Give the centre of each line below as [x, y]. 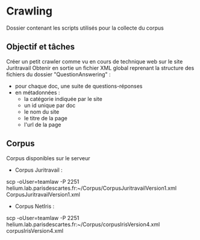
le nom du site [42, 112]
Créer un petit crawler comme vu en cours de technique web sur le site [95, 61]
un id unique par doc [50, 105]
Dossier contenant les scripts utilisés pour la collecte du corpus [85, 28]
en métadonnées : [37, 92]
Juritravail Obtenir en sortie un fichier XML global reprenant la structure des [100, 68]
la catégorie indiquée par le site [63, 99]
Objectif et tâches [41, 47]
